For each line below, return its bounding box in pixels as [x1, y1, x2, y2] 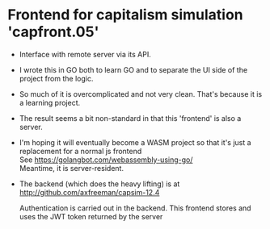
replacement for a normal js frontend [19, 146, 142, 156]
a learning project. [19, 98, 81, 107]
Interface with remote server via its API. [19, 49, 151, 59]
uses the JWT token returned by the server [19, 211, 163, 221]
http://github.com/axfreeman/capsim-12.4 [19, 187, 160, 197]
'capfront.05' [7, 23, 99, 41]
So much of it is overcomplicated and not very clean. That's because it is [19, 89, 263, 98]
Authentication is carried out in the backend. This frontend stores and [19, 203, 251, 213]
